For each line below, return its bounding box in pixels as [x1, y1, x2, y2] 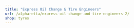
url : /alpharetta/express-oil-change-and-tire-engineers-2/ [5, 11, 130, 16]
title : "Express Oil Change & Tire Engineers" [5, 7, 101, 12]
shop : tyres [5, 16, 29, 20]
